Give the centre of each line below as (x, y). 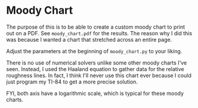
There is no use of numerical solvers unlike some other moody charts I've (97, 63)
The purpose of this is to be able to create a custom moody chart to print (96, 27)
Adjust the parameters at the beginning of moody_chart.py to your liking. (94, 51)
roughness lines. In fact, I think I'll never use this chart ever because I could (99, 75)
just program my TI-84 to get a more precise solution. (72, 82)
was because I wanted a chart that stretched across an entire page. (89, 39)
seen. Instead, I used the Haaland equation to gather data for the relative (95, 69)
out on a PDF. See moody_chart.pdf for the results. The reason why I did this (99, 33)
